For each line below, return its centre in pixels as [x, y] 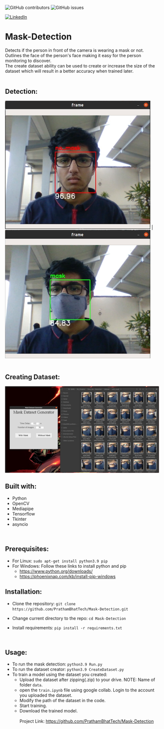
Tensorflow [23, 514]
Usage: [16, 652]
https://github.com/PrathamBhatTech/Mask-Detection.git [70, 609]
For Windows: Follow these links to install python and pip [69, 566]
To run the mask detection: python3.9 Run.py [57, 664]
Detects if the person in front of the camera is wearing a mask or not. [74, 50]
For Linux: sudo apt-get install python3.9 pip [60, 561]
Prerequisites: [27, 549]
